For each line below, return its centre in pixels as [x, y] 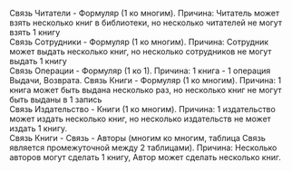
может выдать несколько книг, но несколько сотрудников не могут [141, 52]
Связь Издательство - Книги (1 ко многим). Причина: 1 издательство [143, 109]
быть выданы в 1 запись [56, 100]
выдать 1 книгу [39, 61]
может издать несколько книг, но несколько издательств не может [141, 119]
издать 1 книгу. [39, 128]
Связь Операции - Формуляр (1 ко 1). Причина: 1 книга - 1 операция [140, 71]
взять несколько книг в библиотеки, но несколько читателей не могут [146, 23]
